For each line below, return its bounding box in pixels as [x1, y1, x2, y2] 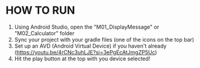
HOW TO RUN [5, 4, 75, 17]
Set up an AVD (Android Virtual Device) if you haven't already [14, 42, 167, 50]
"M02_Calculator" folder [14, 29, 75, 36]
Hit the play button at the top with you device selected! [14, 55, 151, 62]
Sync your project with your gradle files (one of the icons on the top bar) [14, 36, 195, 43]
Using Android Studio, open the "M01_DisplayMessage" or [14, 23, 160, 30]
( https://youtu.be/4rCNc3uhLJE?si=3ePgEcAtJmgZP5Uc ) [14, 48, 157, 55]
